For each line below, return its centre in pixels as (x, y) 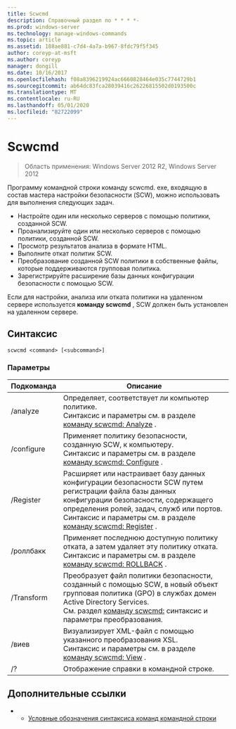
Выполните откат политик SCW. (65, 253)
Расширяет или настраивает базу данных (134, 474)
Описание (144, 386)
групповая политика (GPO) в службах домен (139, 593)
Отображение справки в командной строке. (138, 668)
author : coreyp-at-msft (42, 53)
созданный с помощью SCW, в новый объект (140, 584)
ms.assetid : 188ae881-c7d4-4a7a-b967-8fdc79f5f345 (83, 46)
